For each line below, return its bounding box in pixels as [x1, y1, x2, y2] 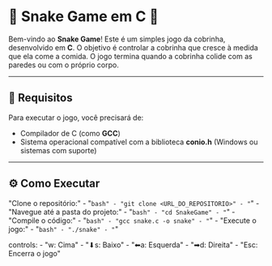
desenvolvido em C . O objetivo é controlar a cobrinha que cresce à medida [8, 42, 259, 52]
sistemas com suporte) [19, 145, 97, 155]
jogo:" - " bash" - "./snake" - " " [8, 224, 119, 234]
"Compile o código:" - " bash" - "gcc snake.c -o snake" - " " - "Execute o [8, 215, 257, 225]
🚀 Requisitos [8, 91, 73, 105]
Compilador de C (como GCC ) [19, 128, 121, 138]
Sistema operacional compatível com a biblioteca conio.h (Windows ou [19, 137, 258, 147]
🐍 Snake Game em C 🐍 [8, 7, 159, 26]
